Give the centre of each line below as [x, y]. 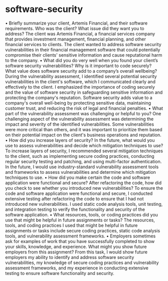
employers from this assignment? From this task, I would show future [76, 252]
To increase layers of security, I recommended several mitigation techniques [84, 151]
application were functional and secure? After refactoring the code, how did [83, 183]
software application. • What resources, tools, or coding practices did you [81, 214]
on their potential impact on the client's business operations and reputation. [83, 135]
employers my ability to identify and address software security [70, 257]
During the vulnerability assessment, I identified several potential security [81, 76]
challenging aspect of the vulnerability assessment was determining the [79, 119]
